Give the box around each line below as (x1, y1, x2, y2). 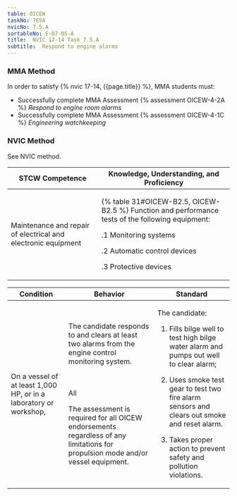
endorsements (68, 421, 116, 431)
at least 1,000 (11, 380, 58, 390)
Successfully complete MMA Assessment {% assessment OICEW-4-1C (17, 111, 224, 120)
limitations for (68, 439, 114, 449)
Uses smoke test (169, 375, 224, 385)
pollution (169, 461, 198, 471)
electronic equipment (11, 237, 82, 247)
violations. (169, 470, 203, 480)
